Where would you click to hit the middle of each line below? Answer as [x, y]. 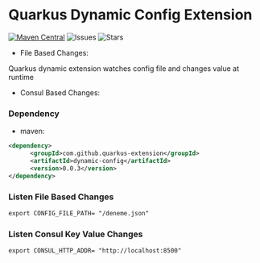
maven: [32, 131]
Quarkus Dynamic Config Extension [130, 15]
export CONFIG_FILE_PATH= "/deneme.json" [79, 213]
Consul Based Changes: [60, 92]
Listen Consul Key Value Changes [76, 234]
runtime [21, 77]
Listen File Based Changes [61, 197]
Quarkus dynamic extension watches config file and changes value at [124, 68]
